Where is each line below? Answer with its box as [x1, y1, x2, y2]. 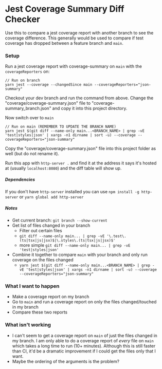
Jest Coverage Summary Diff [5, 3, 125, 15]
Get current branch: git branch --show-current [12, 218, 108, 223]
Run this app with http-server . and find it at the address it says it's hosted [5, 160, 157, 166]
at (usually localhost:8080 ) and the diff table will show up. [5, 166, 122, 171]
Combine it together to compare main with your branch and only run [12, 252, 148, 258]
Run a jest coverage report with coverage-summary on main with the [5, 63, 142, 69]
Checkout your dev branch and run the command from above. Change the [5, 95, 154, 101]
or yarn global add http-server [19, 194, 84, 200]
